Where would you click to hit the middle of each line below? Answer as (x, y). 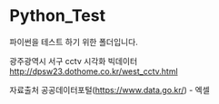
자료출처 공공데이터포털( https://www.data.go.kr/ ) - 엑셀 (110, 90)
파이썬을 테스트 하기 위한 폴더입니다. (74, 42)
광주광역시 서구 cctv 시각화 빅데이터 (74, 61)
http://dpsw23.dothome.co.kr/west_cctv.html (94, 71)
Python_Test (58, 16)
